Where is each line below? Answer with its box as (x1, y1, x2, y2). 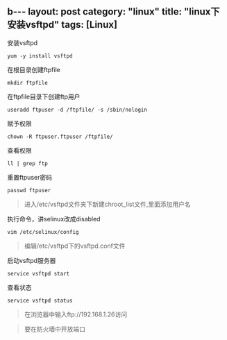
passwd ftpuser (7, 187, 51, 194)
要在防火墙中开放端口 (24, 325, 85, 333)
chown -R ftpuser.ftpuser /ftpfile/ (7, 133, 113, 140)
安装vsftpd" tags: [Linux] (7, 19, 118, 31)
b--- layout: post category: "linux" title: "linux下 (7, 6, 220, 18)
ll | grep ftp (7, 160, 49, 167)
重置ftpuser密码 (7, 173, 52, 181)
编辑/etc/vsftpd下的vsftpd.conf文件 (24, 241, 126, 250)
